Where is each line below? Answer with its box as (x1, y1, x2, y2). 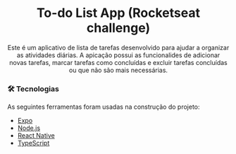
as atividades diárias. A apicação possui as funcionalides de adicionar (16, 51, 221, 59)
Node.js (17, 124, 41, 132)
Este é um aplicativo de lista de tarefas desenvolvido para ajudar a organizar (7, 43, 230, 52)
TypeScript (17, 139, 50, 148)
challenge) (86, 20, 151, 36)
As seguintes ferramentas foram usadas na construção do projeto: (7, 102, 200, 111)
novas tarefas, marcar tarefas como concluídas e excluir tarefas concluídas (9, 58, 228, 66)
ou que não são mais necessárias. (69, 66, 168, 74)
